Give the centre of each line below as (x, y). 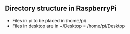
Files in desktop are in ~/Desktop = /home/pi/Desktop (69, 26)
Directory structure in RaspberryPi (61, 8)
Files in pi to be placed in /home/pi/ (49, 20)
